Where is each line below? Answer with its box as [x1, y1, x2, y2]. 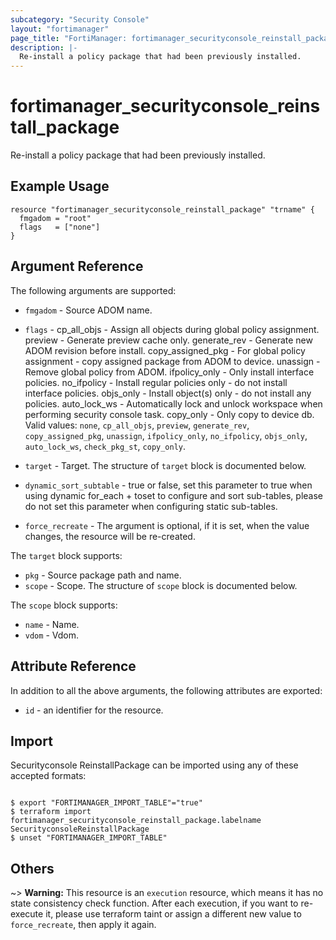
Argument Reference [10, 258, 144, 275]
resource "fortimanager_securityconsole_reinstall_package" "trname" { [10, 204, 315, 215]
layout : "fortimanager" [10, 24, 110, 34]
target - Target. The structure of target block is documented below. [24, 459, 307, 471]
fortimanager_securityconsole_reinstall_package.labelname [10, 816, 262, 826]
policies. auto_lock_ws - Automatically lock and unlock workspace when [24, 397, 323, 410]
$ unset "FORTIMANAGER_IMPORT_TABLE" [10, 833, 168, 843]
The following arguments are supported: [10, 284, 177, 296]
